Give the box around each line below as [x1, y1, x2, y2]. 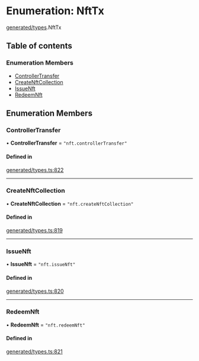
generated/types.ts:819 [6, 227, 63, 234]
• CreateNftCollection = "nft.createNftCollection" [6, 200, 134, 207]
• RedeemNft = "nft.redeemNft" [6, 321, 85, 328]
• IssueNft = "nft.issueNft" [6, 261, 76, 268]
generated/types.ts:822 [6, 166, 64, 173]
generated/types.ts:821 [6, 348, 63, 355]
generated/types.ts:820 [6, 287, 64, 295]
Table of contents [6, 41, 72, 51]
